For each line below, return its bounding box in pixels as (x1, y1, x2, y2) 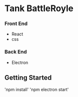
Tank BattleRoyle (4, 3, 74, 14)
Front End (4, 20, 28, 27)
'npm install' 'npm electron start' (4, 86, 69, 92)
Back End (4, 48, 27, 55)
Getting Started (4, 74, 52, 82)
